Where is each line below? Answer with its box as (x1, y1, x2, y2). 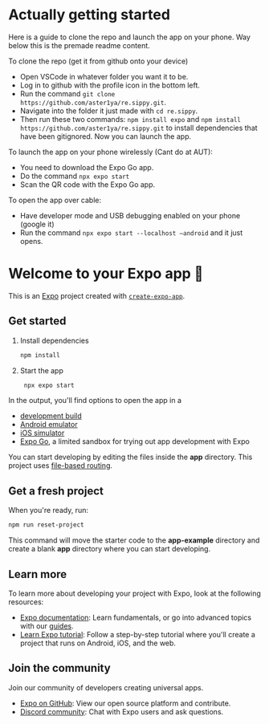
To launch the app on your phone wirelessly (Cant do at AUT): (8, 147, 213, 157)
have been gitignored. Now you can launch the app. (19, 131, 191, 141)
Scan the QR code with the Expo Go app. (19, 179, 156, 189)
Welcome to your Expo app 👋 (8, 265, 204, 283)
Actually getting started (8, 6, 171, 24)
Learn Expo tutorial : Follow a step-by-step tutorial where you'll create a (19, 629, 255, 639)
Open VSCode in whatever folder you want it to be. (19, 71, 189, 81)
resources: (8, 596, 44, 607)
